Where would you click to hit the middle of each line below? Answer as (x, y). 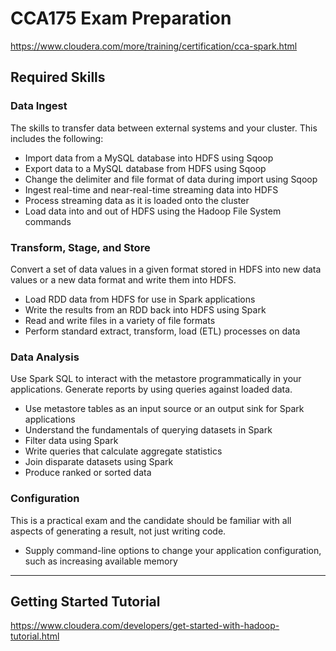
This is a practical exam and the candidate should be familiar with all (151, 520)
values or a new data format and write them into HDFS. (123, 279)
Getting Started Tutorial (85, 601)
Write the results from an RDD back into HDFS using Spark (145, 309)
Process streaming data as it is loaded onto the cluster (137, 200)
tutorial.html (35, 636)
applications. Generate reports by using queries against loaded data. (151, 389)
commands (48, 221)
